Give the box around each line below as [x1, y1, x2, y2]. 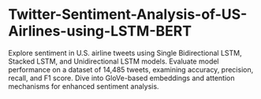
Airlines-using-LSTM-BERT [8, 22, 192, 40]
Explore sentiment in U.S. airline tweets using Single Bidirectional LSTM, [8, 48, 242, 57]
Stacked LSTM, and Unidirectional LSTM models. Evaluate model [8, 57, 219, 66]
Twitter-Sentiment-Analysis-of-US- [8, 5, 248, 24]
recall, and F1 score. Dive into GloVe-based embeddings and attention [8, 73, 235, 82]
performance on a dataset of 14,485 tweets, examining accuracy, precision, [8, 64, 254, 74]
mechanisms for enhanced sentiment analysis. [8, 81, 159, 91]
